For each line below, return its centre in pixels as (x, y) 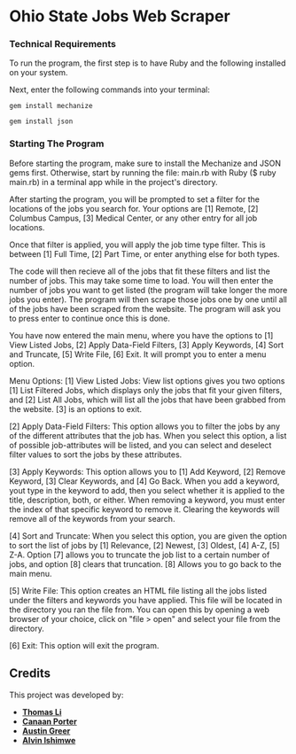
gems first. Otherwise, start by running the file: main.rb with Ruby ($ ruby (143, 172)
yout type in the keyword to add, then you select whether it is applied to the (147, 490)
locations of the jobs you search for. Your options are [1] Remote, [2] (134, 208)
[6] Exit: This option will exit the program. (84, 645)
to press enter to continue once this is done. (90, 318)
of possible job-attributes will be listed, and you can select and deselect (140, 445)
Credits (30, 674)
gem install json (41, 121)
